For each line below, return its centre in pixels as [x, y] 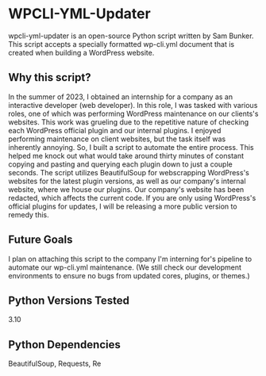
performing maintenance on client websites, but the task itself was [117, 139]
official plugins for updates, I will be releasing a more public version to [123, 206]
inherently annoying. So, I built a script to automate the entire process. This [131, 147]
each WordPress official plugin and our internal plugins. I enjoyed [115, 130]
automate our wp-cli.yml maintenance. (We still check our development [125, 267]
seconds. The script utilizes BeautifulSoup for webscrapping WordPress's [129, 172]
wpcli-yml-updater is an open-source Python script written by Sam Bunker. [131, 36]
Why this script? [50, 77]
